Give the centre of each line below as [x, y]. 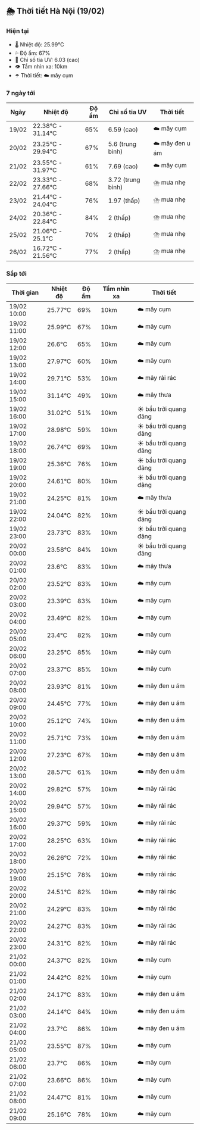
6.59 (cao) [123, 129]
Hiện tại [18, 31]
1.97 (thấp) [124, 201]
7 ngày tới [21, 93]
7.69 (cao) [123, 166]
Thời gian [25, 293]
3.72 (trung [124, 180]
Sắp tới [16, 273]
